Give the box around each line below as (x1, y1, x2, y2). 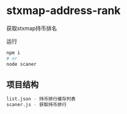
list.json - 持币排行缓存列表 (6, 96, 76, 102)
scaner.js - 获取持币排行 (6, 102, 67, 108)
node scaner (6, 61, 37, 67)
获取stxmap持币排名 (6, 24, 57, 32)
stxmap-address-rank (6, 4, 121, 18)
